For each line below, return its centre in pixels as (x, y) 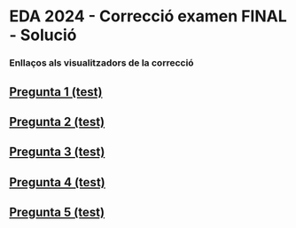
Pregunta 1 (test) (56, 92)
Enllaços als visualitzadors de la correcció (101, 63)
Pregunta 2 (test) (57, 122)
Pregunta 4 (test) (57, 182)
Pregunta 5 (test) (57, 212)
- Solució (43, 35)
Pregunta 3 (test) (57, 152)
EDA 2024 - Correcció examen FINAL (148, 16)
